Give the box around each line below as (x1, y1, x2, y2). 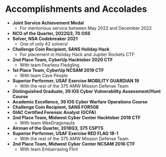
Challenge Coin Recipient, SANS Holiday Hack (12, 46, 110, 52)
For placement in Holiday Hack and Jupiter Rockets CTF (19, 51, 135, 57)
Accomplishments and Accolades (5, 3, 148, 15)
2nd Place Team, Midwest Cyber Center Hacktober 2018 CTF (12, 114, 141, 120)
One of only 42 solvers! (19, 41, 68, 47)
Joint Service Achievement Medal (12, 20, 84, 26)
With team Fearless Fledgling (19, 62, 80, 68)
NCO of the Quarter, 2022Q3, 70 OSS (12, 30, 91, 36)
